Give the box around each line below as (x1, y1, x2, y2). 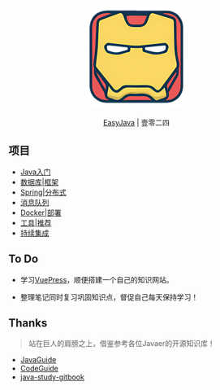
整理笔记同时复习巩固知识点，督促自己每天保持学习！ (19, 291, 199, 302)
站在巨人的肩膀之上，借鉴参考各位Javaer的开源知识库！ (28, 339, 215, 348)
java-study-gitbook (19, 372, 85, 382)
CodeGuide (19, 364, 59, 374)
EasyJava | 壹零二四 (102, 118, 170, 127)
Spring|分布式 (19, 187, 67, 197)
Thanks (8, 316, 48, 331)
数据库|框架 (19, 177, 59, 186)
